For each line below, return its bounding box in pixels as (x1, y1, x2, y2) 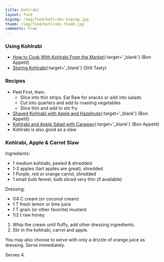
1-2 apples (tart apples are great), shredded (12, 166, 103, 172)
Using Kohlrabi (5, 43, 42, 50)
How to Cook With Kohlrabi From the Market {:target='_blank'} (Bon (12, 54, 151, 60)
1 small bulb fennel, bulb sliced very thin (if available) (12, 176, 122, 182)
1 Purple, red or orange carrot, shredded (12, 171, 97, 177)
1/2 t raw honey (12, 212, 45, 218)
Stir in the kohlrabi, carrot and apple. (12, 227, 89, 233)
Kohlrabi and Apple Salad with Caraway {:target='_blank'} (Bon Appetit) (12, 121, 159, 127)
